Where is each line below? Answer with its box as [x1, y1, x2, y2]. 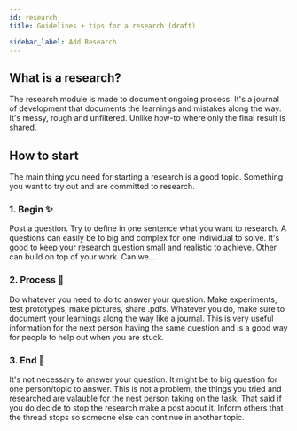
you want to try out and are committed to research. [9, 181, 195, 191]
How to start [9, 148, 79, 163]
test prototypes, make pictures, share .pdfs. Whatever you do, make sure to [9, 303, 285, 314]
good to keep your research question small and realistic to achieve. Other [9, 242, 277, 253]
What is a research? [9, 70, 121, 85]
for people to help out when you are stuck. [9, 331, 165, 342]
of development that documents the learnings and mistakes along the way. [9, 103, 282, 114]
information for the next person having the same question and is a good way [9, 322, 288, 333]
